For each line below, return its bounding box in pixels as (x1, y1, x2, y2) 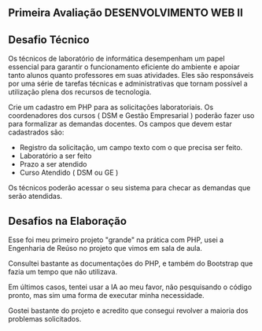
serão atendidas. (8, 192, 63, 201)
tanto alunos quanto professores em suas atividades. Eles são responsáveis (8, 71, 254, 80)
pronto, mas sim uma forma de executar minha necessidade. (8, 291, 205, 300)
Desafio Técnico (8, 33, 90, 46)
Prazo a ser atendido (19, 160, 87, 169)
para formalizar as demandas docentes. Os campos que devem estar (8, 120, 232, 129)
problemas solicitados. (8, 314, 82, 324)
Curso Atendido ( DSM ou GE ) (19, 168, 119, 178)
